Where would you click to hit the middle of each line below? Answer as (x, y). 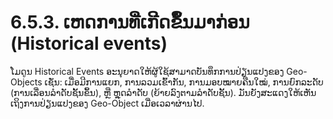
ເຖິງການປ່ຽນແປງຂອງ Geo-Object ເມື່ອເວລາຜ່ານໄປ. (107, 103)
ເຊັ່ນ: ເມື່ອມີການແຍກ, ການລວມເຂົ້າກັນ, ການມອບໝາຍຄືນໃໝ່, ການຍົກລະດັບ (184, 82)
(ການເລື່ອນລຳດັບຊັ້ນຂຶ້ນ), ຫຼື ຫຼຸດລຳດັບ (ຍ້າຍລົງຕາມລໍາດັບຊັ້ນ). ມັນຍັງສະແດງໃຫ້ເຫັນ (163, 92)
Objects (26, 82)
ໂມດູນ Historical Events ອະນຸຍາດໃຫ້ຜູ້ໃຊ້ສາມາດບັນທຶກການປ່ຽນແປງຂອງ (147, 71)
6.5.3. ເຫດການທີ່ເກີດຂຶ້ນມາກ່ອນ (130, 22)
